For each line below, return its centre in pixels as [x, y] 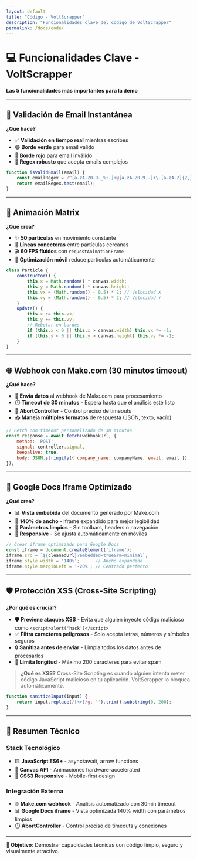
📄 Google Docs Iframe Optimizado [69, 487]
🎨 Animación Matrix [43, 213]
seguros [25, 641]
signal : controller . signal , [51, 447]
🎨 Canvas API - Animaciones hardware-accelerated [77, 769]
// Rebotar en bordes [54, 325]
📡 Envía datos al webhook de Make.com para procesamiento [88, 396]
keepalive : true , [38, 452]
